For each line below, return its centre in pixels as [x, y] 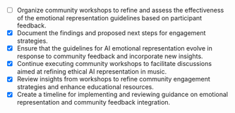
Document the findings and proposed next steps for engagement [111, 33]
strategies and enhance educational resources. [85, 87]
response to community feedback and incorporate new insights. [110, 56]
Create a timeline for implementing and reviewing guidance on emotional [122, 95]
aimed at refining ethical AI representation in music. [92, 72]
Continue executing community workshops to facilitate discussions [114, 64]
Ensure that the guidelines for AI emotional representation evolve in [114, 48]
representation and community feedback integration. [94, 102]
